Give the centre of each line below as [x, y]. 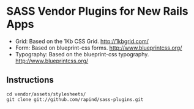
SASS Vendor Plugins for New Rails [97, 11]
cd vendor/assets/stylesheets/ [46, 94]
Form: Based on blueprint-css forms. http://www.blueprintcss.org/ [99, 48]
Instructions [30, 80]
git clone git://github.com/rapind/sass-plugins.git [75, 99]
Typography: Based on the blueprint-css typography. [82, 54]
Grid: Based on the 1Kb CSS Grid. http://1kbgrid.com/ [82, 41]
